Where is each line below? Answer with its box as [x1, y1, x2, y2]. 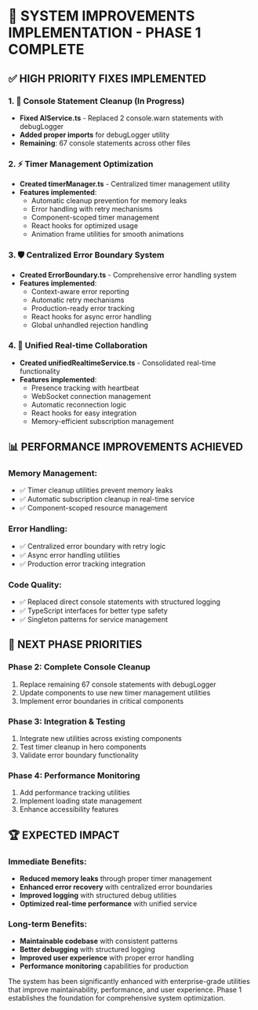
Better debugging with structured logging [19, 945, 155, 954]
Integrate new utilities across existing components [19, 734, 182, 743]
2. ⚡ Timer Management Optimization [8, 158, 154, 169]
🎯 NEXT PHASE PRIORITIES [8, 638, 143, 651]
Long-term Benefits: [8, 918, 88, 929]
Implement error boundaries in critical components [19, 696, 184, 706]
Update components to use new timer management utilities [19, 687, 211, 697]
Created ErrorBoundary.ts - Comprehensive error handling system [19, 271, 237, 280]
